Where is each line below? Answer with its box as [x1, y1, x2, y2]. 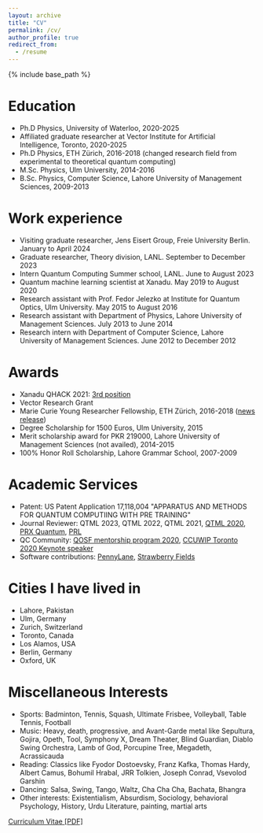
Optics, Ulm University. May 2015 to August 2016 [19, 302, 178, 312]
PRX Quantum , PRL [19, 527, 82, 536]
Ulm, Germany [19, 613, 67, 623]
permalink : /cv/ [8, 26, 61, 34]
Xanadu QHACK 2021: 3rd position [19, 389, 131, 398]
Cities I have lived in [8, 579, 141, 597]
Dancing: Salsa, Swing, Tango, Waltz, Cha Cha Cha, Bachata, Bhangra [19, 784, 247, 794]
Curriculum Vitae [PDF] [8, 816, 84, 826]
